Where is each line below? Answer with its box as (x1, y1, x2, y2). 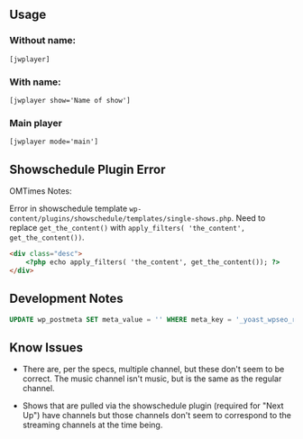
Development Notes (9, 291, 124, 306)
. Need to (231, 213, 266, 224)
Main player (9, 116, 63, 129)
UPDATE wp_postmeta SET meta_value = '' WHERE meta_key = (9, 315, 232, 324)
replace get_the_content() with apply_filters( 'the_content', (9, 223, 246, 233)
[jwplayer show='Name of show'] (9, 96, 131, 105)
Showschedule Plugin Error (9, 161, 166, 177)
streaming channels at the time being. (22, 419, 163, 431)
